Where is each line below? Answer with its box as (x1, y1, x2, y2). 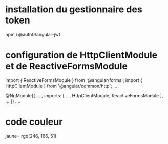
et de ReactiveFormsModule (5, 60, 128, 72)
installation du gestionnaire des (5, 4, 142, 15)
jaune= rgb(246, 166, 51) (5, 133, 57, 139)
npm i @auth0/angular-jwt (5, 31, 60, 37)
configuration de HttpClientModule (5, 50, 158, 61)
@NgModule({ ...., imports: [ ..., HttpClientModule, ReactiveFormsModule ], (5, 92, 163, 98)
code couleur (5, 116, 63, 128)
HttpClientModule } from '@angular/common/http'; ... (5, 83, 118, 89)
